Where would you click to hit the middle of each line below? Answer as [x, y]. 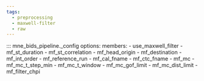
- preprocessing [32, 18]
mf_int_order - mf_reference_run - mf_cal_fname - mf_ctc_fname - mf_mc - [100, 59]
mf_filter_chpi [23, 72]
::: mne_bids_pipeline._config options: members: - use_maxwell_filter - [95, 46]
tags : [13, 12]
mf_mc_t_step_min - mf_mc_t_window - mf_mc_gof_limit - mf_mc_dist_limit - [102, 65]
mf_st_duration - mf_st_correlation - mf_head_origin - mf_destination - [94, 53]
